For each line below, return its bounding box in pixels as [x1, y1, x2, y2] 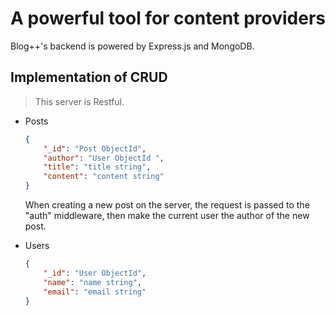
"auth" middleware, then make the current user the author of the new [24, 210, 310, 221]
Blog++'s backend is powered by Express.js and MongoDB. [10, 40, 255, 52]
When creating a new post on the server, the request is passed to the [24, 199, 310, 211]
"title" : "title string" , [43, 162, 152, 172]
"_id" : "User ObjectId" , [43, 268, 147, 278]
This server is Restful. [34, 95, 125, 107]
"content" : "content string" [43, 172, 165, 182]
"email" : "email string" [43, 287, 147, 297]
